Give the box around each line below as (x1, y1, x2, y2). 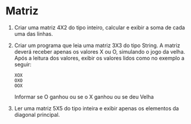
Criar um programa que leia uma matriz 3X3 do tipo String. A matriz (14, 42, 180, 49)
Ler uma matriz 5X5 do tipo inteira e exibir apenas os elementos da (14, 104, 180, 111)
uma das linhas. (14, 30, 53, 37)
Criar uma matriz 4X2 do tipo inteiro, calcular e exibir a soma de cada (14, 24, 186, 31)
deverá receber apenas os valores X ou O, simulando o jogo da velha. (14, 48, 186, 55)
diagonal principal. (14, 111, 60, 118)
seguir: (14, 61, 32, 68)
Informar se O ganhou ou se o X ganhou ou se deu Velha (14, 93, 154, 100)
